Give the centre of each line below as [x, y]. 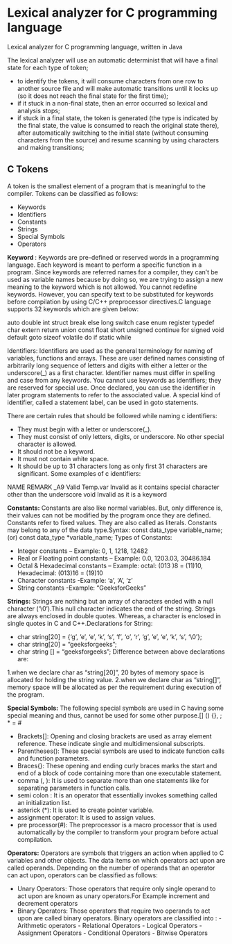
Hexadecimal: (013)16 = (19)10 [60, 573]
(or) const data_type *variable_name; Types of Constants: [90, 537]
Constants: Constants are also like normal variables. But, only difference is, [115, 508]
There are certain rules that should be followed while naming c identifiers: [112, 415]
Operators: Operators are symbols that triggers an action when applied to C [116, 853]
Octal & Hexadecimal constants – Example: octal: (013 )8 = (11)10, [110, 565]
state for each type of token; [48, 67]
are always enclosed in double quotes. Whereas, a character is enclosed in [114, 615]
